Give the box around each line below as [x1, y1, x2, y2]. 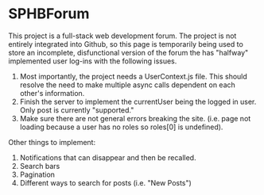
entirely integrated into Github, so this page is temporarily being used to [8, 39, 244, 48]
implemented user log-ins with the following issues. [8, 56, 177, 66]
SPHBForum [8, 5, 90, 23]
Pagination [19, 170, 56, 179]
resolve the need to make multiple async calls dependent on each [19, 80, 236, 90]
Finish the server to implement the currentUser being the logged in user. [19, 97, 257, 106]
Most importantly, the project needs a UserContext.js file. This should [19, 71, 248, 81]
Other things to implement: [8, 137, 96, 147]
